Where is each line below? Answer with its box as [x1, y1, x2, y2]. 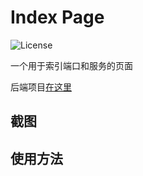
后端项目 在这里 [10, 81, 72, 93]
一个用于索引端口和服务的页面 [10, 59, 133, 71]
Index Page [10, 6, 105, 29]
